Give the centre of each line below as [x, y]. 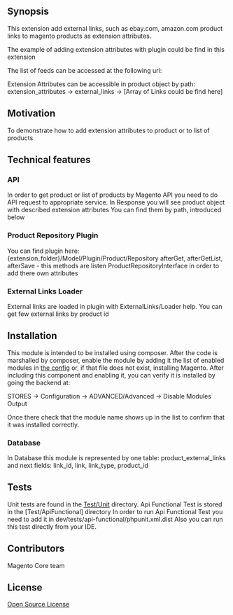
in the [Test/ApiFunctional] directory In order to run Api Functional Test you [115, 511]
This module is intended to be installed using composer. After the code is [113, 352]
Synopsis [28, 12]
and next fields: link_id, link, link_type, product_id [78, 466]
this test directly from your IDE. [52, 526]
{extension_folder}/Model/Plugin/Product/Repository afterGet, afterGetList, [115, 258]
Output [17, 403]
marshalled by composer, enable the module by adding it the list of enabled [116, 360]
